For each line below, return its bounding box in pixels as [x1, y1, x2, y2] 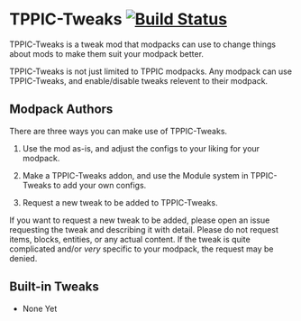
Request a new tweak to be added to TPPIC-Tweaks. [22, 197, 218, 207]
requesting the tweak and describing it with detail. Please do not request [9, 224, 279, 234]
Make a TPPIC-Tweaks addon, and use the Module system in [22, 170, 249, 180]
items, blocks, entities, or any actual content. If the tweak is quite [9, 234, 251, 244]
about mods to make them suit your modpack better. [9, 48, 205, 59]
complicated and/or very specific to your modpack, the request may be [9, 243, 274, 254]
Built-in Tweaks [9, 280, 99, 295]
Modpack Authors [9, 102, 114, 117]
